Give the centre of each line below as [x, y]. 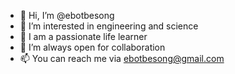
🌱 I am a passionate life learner [83, 36]
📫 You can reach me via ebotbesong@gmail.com [122, 58]
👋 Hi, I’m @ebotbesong [67, 15]
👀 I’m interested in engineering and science [109, 26]
